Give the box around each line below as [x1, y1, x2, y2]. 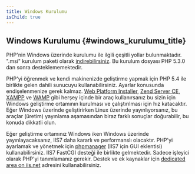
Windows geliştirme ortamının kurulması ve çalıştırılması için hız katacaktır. [6, 101, 187, 108]
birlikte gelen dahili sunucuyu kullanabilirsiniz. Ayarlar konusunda [6, 82, 164, 89]
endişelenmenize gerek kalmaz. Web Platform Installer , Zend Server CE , [6, 88, 181, 95]
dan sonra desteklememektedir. [6, 64, 83, 71]
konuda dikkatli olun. [6, 119, 57, 126]
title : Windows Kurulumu [6, 8, 67, 15]
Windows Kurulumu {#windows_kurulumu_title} [6, 36, 187, 46]
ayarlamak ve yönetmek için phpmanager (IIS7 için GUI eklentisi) [6, 143, 163, 150]
